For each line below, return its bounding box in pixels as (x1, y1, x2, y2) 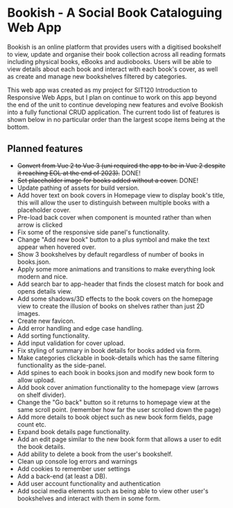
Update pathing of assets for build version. (17, 183, 140, 192)
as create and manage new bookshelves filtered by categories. (7, 72, 187, 81)
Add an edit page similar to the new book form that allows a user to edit (17, 435, 222, 443)
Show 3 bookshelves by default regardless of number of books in (17, 250, 205, 258)
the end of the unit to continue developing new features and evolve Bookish (7, 100, 223, 109)
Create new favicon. (17, 317, 75, 325)
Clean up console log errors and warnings (17, 457, 137, 466)
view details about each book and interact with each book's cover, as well (7, 65, 218, 73)
